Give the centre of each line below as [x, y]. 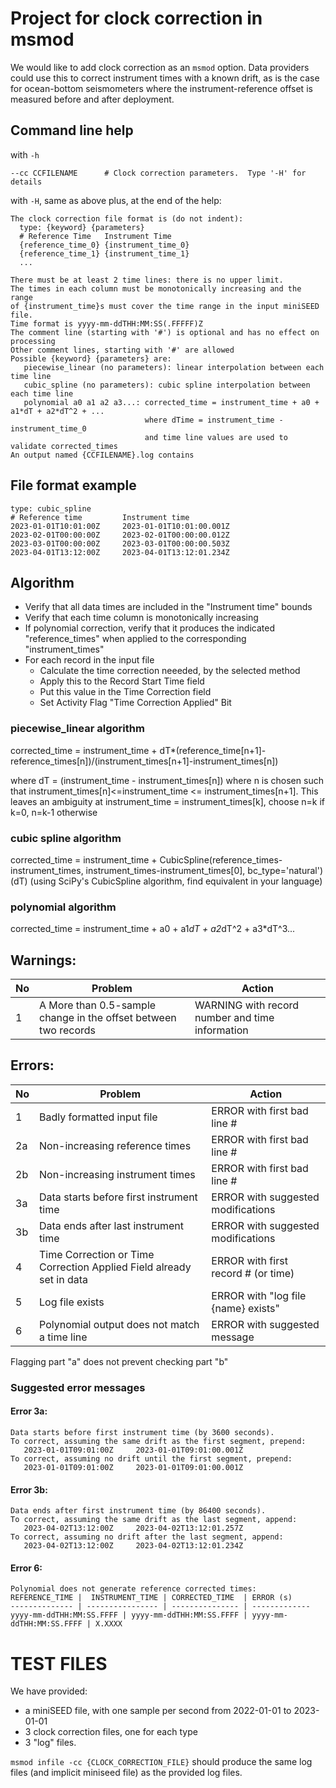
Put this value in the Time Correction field [125, 692]
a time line [63, 1337]
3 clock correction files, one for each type [111, 1732]
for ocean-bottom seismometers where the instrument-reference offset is [161, 88]
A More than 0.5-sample [98, 1005]
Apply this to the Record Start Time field [122, 681]
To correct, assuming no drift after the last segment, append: [147, 1537]
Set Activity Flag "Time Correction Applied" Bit [135, 703]
